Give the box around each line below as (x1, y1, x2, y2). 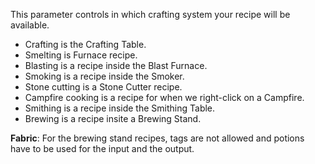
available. (10, 19, 50, 31)
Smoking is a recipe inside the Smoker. (24, 70, 185, 82)
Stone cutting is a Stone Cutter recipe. (24, 81, 183, 93)
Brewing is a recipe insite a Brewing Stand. (24, 113, 202, 124)
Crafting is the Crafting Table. (24, 39, 147, 50)
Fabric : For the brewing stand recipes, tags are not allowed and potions (10, 132, 305, 144)
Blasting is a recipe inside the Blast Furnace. (24, 60, 208, 71)
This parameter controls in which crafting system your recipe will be (10, 9, 291, 20)
